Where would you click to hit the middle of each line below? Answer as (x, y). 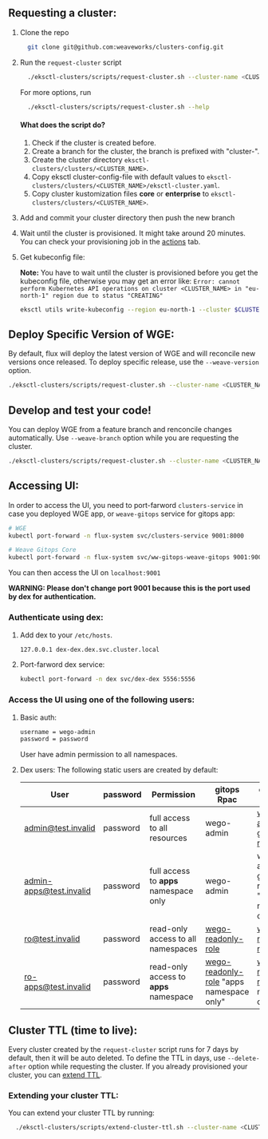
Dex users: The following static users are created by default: (119, 770)
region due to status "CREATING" (108, 296)
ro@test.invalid (52, 939)
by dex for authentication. (52, 597)
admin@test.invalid (59, 828)
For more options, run (55, 92)
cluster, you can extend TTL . (55, 1075)
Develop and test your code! (80, 410)
